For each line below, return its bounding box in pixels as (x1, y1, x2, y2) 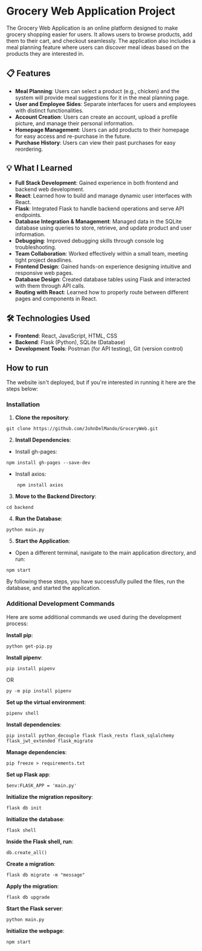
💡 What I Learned (6, 163, 73, 173)
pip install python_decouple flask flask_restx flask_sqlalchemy (6, 732, 174, 738)
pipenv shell (6, 710, 39, 716)
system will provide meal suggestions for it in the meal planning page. (15, 94, 189, 101)
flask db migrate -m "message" (6, 872, 85, 878)
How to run (6, 362, 49, 373)
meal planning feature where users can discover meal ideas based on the (6, 44, 189, 51)
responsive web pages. (15, 269, 74, 276)
